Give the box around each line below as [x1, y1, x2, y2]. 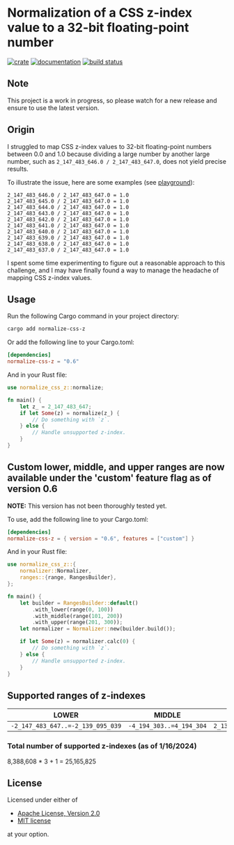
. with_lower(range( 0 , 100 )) [32, 606, 114, 613]
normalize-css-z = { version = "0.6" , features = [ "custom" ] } [7, 535, 195, 542]
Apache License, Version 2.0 [17, 809, 100, 818]
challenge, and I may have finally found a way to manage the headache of [7, 266, 219, 274]
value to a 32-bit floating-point [7, 20, 189, 36]
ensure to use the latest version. [7, 103, 100, 112]
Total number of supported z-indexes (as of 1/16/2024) [7, 741, 197, 751]
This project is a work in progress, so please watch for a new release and [7, 96, 217, 104]
